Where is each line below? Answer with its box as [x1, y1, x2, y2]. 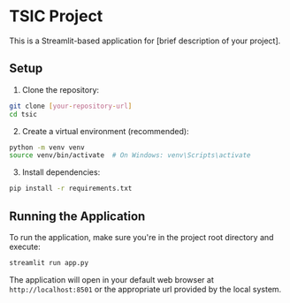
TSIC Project [9, 6, 103, 27]
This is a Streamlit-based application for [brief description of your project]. [9, 35, 281, 46]
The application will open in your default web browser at [9, 274, 214, 284]
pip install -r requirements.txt [9, 184, 133, 193]
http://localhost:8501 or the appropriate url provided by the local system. [9, 284, 282, 294]
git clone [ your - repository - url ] [9, 102, 133, 110]
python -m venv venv [9, 143, 86, 152]
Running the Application [9, 208, 146, 223]
